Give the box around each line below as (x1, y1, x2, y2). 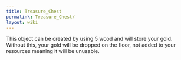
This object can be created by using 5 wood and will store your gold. (6, 36, 173, 43)
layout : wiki (6, 19, 38, 25)
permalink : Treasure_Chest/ (6, 14, 75, 20)
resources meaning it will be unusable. (6, 48, 100, 55)
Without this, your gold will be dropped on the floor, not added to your (6, 41, 176, 48)
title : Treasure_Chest (6, 8, 62, 15)
